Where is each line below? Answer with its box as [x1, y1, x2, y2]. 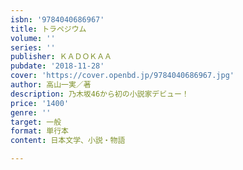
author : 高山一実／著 [10, 80, 92, 90]
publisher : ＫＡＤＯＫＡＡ [10, 52, 113, 62]
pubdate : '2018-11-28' [10, 61, 105, 71]
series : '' [10, 42, 56, 53]
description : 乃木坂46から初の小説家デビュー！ [10, 89, 190, 99]
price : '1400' [10, 98, 70, 108]
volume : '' [10, 33, 56, 43]
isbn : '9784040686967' [10, 14, 105, 25]
